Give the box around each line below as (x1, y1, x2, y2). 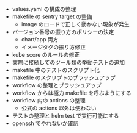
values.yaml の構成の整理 (12, 5, 76, 12)
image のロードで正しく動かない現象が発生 (21, 21, 130, 27)
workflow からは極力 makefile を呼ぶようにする (12, 89, 131, 96)
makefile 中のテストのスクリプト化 (12, 66, 100, 73)
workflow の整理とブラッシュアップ (12, 82, 102, 88)
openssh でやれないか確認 (12, 120, 79, 127)
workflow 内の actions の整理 (12, 97, 86, 104)
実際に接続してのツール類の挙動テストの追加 (12, 59, 125, 66)
